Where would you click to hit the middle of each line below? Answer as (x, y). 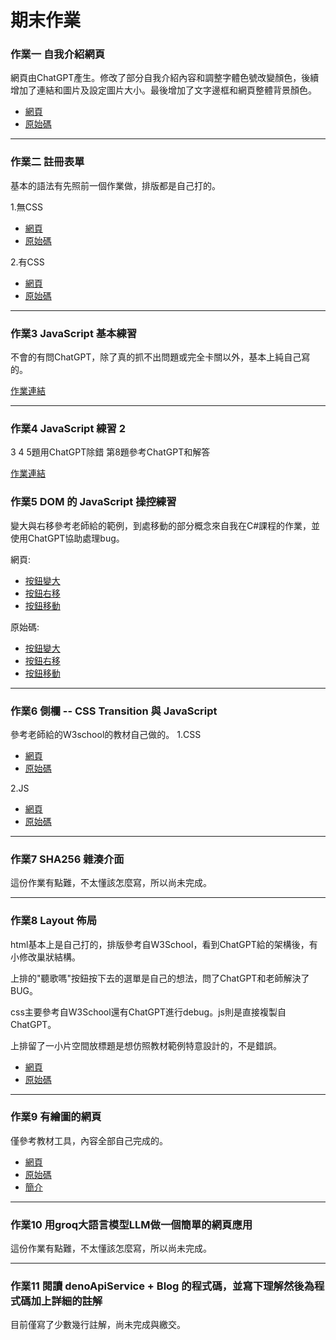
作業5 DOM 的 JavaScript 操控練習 (93, 502)
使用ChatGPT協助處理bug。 (67, 538)
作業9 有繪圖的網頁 (56, 1117)
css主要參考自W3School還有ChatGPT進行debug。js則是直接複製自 (148, 1012)
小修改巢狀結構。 (45, 957)
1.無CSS (26, 207)
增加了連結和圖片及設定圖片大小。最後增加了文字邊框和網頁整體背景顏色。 (163, 90)
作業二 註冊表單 (47, 162)
